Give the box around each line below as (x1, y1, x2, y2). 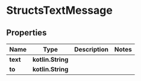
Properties (6, 28, 47, 38)
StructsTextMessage (6, 4, 113, 17)
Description (74, 46, 108, 53)
